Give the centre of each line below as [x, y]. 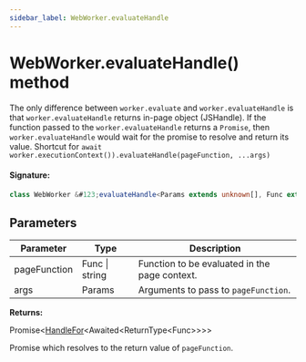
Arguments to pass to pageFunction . [214, 290]
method [40, 82]
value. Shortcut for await [56, 146]
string [94, 275]
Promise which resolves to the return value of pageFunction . [122, 348]
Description [215, 249]
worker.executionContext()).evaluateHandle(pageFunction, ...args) [140, 155]
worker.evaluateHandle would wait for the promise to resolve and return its [149, 137]
